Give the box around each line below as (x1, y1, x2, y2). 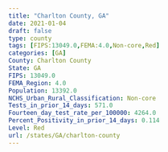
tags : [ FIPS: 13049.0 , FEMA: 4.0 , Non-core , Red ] (8, 42, 160, 50)
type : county (8, 34, 52, 43)
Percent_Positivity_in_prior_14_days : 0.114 (8, 117, 160, 125)
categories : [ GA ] (8, 49, 67, 57)
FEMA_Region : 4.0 (8, 79, 67, 87)
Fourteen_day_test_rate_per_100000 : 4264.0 (8, 109, 157, 117)
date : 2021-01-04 (8, 19, 67, 27)
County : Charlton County (8, 57, 92, 65)
